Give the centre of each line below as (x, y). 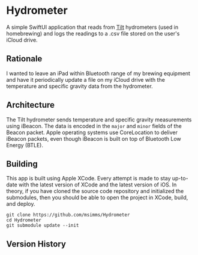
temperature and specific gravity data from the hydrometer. (79, 86)
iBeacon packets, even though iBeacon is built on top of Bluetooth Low (94, 138)
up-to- (180, 179)
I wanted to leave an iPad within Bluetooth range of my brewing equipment (98, 73)
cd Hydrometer (24, 220)
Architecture (31, 105)
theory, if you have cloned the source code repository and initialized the (95, 191)
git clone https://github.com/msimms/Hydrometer (68, 215)
